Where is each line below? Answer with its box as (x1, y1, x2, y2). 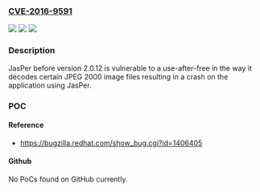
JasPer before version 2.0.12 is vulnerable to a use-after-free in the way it (8, 63, 252, 73)
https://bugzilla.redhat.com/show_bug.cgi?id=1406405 (19, 138, 203, 148)
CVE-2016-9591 (8, 6, 72, 17)
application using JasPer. (8, 80, 92, 90)
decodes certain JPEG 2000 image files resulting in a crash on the (8, 71, 229, 81)
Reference (8, 121, 44, 130)
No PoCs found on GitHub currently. (8, 174, 128, 184)
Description (8, 45, 56, 56)
